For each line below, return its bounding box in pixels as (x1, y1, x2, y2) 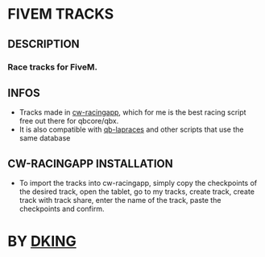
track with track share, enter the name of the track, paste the (19, 196, 222, 205)
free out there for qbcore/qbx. (19, 116, 119, 126)
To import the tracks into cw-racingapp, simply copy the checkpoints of (19, 179, 258, 188)
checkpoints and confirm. (19, 204, 105, 214)
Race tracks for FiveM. (7, 61, 98, 73)
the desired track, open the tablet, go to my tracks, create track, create (19, 187, 255, 196)
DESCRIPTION (7, 37, 80, 51)
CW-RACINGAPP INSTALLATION (7, 157, 174, 171)
